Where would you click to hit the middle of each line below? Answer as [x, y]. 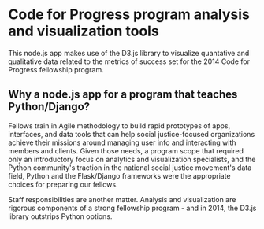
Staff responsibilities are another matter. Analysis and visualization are [122, 199]
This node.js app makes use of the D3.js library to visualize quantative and [129, 53]
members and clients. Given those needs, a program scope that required [126, 150]
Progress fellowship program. [56, 69]
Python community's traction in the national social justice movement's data [130, 168]
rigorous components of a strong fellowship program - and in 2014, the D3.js [132, 208]
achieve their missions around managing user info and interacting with [122, 142]
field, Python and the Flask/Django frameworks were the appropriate [119, 175]
